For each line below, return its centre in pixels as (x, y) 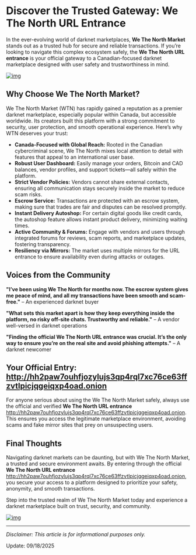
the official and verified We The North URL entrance (69, 406)
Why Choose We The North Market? (73, 94)
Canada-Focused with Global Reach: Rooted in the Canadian (89, 144)
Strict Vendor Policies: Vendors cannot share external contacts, (92, 182)
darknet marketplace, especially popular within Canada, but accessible (91, 114)
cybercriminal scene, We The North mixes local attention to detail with (99, 151)
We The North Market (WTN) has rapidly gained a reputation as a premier (94, 108)
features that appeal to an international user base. (74, 157)
